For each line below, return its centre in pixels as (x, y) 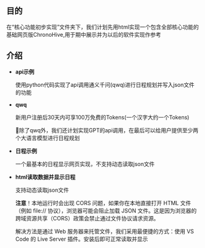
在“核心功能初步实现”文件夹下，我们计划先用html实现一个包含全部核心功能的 (102, 27)
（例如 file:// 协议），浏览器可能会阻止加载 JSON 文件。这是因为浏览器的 (106, 211)
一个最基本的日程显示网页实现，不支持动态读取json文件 (85, 163)
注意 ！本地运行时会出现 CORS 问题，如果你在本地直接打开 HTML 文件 (103, 203)
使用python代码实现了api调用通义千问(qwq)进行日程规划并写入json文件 (105, 85)
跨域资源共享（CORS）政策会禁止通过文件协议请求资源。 (87, 218)
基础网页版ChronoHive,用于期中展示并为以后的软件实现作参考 (84, 34)
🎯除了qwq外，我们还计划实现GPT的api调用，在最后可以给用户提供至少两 (107, 130)
